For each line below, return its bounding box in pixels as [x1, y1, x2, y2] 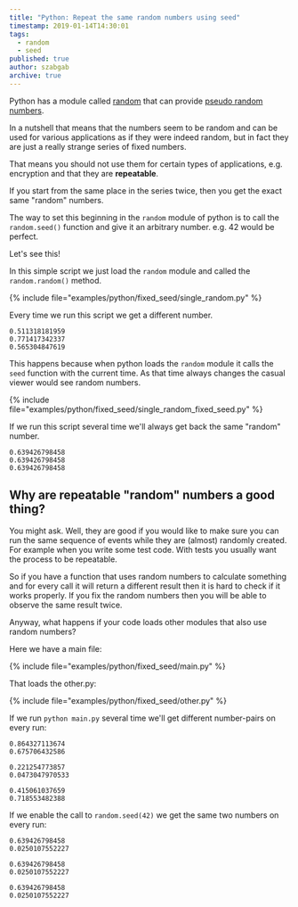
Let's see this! [9, 248, 60, 259]
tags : [9, 29, 29, 38]
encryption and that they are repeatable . [9, 168, 158, 178]
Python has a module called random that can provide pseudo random [9, 95, 263, 106]
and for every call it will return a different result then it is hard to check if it [9, 581, 281, 591]
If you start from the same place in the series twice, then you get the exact [9, 185, 283, 196]
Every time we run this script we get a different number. [9, 309, 213, 320]
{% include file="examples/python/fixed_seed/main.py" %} [9, 661, 226, 672]
